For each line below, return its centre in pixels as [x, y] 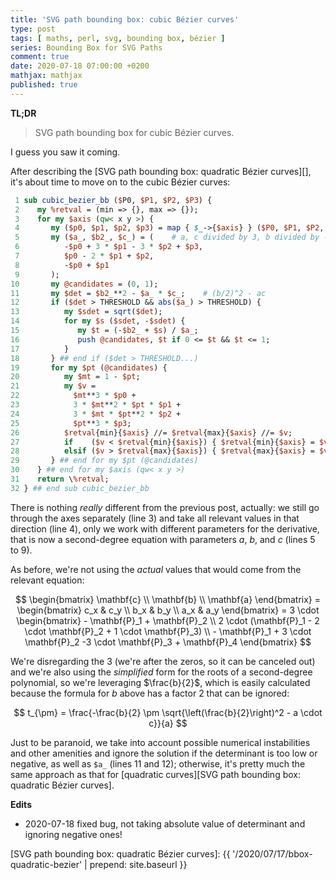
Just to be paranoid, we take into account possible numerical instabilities [160, 742]
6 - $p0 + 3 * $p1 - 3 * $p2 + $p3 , [109, 247]
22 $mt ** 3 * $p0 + [73, 396]
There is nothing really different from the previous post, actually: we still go [165, 507]
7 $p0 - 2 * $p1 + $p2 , [84, 256]
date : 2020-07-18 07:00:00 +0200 [80, 66]
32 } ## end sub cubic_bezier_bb [80, 488]
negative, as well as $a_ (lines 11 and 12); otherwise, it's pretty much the [158, 763]
